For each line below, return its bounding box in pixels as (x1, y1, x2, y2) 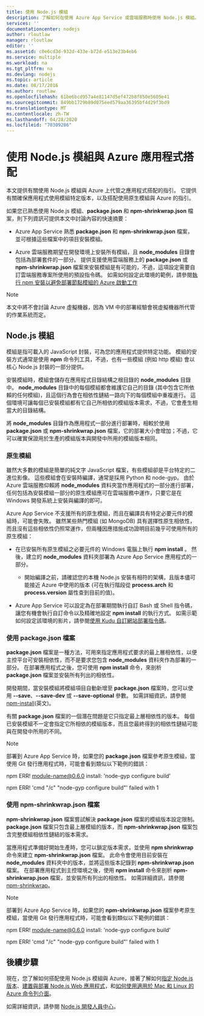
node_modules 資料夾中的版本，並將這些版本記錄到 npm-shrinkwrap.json (6, 859, 194, 866)
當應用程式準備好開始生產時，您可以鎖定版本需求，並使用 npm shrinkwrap (6, 844, 194, 851)
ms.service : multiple (6, 54, 61, 60)
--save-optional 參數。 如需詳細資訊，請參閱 (73, 692, 186, 699)
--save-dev (35, 692, 66, 699)
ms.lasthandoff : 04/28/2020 (6, 116, 78, 122)
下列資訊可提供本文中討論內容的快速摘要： (22, 215, 129, 222)
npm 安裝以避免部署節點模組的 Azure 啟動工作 (22, 279, 138, 286)
